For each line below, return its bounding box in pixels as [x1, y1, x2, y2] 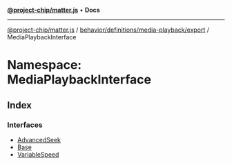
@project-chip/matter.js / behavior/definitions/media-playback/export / [7, 26, 209, 34]
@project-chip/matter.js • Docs [7, 6, 100, 14]
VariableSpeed [17, 150, 59, 158]
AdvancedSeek [17, 135, 61, 144]
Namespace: [7, 57, 82, 73]
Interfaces [7, 120, 43, 130]
